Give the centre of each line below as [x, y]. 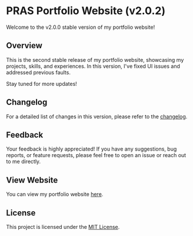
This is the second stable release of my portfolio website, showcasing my [95, 59]
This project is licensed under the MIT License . [63, 227]
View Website [32, 180]
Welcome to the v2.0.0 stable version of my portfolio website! [81, 27]
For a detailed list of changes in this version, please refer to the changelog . [97, 117]
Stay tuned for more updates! [42, 84]
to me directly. [24, 162]
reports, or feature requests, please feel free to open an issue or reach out [96, 155]
